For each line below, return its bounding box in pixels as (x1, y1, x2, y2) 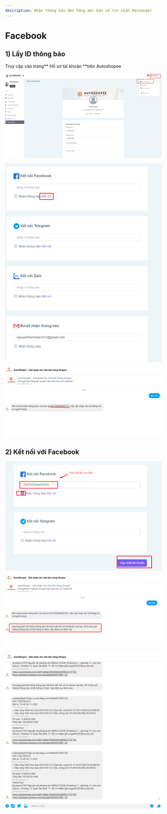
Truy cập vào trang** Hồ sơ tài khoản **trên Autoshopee (5, 63, 122, 69)
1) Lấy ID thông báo (5, 50, 66, 58)
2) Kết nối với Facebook (5, 448, 80, 456)
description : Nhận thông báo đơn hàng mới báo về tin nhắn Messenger (5, 8, 153, 13)
